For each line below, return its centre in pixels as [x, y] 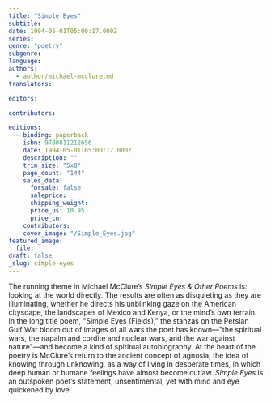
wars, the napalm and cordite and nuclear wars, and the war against [122, 338]
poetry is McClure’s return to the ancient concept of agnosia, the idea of [129, 355]
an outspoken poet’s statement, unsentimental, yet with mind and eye [124, 381]
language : [25, 62]
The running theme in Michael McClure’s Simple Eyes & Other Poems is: [128, 286]
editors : [23, 98]
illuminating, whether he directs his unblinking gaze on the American [123, 303]
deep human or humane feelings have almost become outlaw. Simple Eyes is [136, 372]
